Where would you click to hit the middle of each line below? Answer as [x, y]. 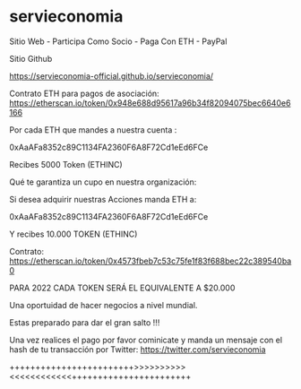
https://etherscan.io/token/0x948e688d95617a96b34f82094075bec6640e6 [150, 103]
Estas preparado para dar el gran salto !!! [85, 322]
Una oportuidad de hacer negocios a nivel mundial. [103, 305]
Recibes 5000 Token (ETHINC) [66, 164]
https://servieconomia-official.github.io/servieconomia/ [111, 76]
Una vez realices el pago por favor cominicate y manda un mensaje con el [146, 340]
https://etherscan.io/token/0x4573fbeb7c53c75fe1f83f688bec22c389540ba [150, 261]
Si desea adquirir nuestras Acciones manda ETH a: [103, 199]
